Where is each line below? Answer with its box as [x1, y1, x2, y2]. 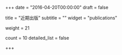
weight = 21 [5, 25, 29, 31]
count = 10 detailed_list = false [5, 35, 70, 41]
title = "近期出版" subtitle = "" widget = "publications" [5, 15, 117, 21]
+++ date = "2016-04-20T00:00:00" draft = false [5, 5, 108, 10]
